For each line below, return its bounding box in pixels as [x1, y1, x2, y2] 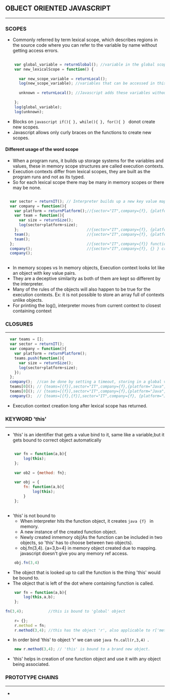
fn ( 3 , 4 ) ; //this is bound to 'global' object [5, 609, 125, 614]
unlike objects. [12, 297, 43, 303]
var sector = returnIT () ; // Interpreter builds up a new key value [10, 199, 157, 204]
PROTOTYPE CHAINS [5, 674, 59, 681]
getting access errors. [12, 48, 59, 54]
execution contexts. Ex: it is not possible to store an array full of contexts [12, 292, 164, 298]
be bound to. [12, 575, 39, 581]
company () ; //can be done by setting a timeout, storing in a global [10, 379, 162, 385]
